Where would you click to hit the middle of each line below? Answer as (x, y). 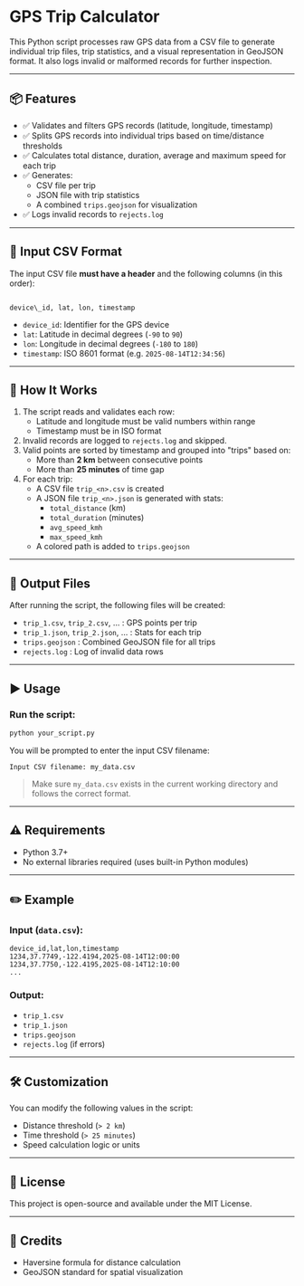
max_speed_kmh (76, 538)
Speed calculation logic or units (81, 1145)
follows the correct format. (81, 793)
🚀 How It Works (53, 390)
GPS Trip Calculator (85, 17)
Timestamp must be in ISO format (99, 431)
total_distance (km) (88, 508)
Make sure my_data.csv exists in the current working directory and (155, 784)
